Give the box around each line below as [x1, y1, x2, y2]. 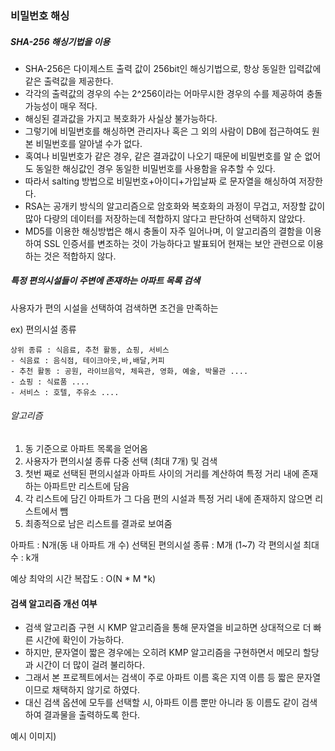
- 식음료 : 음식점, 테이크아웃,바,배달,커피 [10, 355, 165, 366]
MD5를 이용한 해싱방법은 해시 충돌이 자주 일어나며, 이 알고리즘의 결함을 [24, 225, 303, 237]
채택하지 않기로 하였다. [51, 684, 141, 696]
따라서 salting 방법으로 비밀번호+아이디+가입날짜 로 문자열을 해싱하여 [24, 175, 297, 187]
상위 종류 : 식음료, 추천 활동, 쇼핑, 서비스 [10, 345, 170, 355]
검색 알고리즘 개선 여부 [10, 597, 98, 609]
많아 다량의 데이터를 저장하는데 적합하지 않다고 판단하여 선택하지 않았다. [24, 212, 306, 224]
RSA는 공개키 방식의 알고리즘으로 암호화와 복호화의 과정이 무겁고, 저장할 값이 [24, 200, 326, 212]
